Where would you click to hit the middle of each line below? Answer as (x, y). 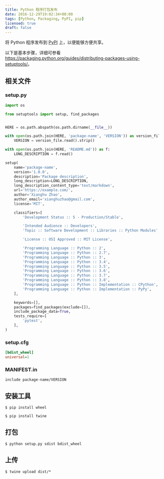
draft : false (18, 28)
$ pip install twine (26, 416)
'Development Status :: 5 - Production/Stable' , (73, 217)
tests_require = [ (31, 316)
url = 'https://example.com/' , (43, 190)
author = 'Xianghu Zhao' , (38, 195)
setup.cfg (17, 342)
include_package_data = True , (42, 312)
